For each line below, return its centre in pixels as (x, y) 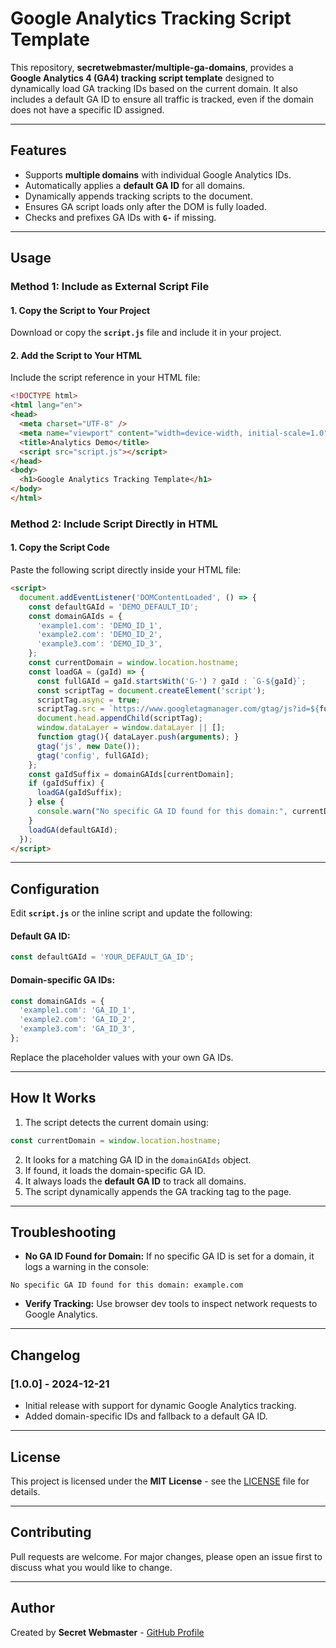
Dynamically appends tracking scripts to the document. (138, 196)
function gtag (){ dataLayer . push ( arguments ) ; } (138, 737)
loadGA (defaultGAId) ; (73, 830)
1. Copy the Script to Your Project (80, 310)
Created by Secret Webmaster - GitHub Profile (107, 1632)
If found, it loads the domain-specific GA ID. (115, 1170)
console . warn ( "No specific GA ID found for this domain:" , (162, 812)
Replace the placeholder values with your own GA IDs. (122, 1057)
